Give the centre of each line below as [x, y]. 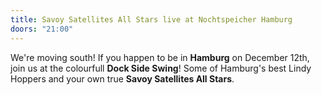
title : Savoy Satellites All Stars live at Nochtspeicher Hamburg [151, 19]
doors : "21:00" [42, 29]
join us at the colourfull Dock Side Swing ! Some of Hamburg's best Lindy [161, 68]
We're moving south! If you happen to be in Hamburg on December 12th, [160, 57]
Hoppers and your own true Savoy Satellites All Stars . [122, 78]
